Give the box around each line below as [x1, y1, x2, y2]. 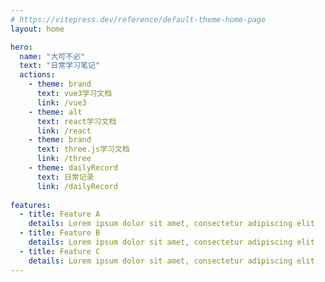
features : [10, 200, 52, 210]
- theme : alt [28, 107, 83, 117]
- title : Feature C [19, 246, 101, 256]
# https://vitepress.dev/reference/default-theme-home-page [10, 14, 267, 25]
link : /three [36, 154, 92, 164]
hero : [10, 42, 33, 52]
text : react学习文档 [36, 116, 117, 126]
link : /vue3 [36, 97, 87, 108]
